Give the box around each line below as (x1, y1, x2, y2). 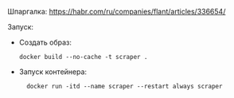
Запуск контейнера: (18, 67, 88, 76)
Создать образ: (18, 37, 72, 47)
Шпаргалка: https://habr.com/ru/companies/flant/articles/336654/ (7, 7, 226, 16)
